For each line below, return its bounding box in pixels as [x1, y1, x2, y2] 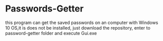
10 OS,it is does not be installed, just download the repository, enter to [5, 24, 151, 30]
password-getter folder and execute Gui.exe [5, 30, 97, 36]
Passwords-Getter [5, 3, 84, 14]
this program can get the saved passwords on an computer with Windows [5, 19, 158, 25]
